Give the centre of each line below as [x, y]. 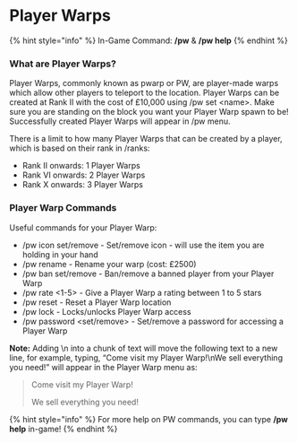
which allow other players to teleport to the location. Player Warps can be [144, 93]
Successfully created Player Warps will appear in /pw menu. [120, 121]
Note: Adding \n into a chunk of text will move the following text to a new [144, 348]
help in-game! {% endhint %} [64, 429]
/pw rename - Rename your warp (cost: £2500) [109, 264]
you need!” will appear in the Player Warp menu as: [104, 367]
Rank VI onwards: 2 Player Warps [84, 175]
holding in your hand [60, 254]
